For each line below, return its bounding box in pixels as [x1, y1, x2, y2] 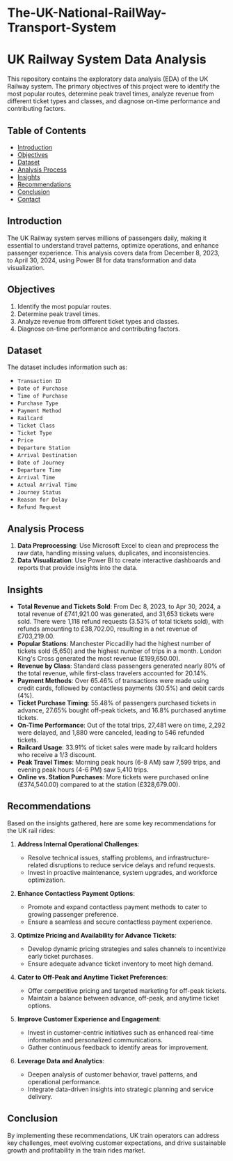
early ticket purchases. [27, 952, 94, 960]
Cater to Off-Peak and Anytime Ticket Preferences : [17, 973, 168, 981]
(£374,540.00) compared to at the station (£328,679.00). [17, 780, 181, 788]
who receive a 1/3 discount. [17, 751, 97, 758]
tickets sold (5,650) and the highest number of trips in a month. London [17, 647, 223, 655]
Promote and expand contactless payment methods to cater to [27, 902, 207, 911]
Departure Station [17, 444, 71, 451]
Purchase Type [17, 400, 58, 407]
